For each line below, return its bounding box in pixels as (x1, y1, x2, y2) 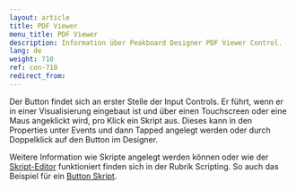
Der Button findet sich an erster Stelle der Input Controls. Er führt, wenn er (9, 96, 284, 107)
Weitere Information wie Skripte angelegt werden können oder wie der (9, 151, 269, 162)
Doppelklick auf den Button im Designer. (9, 134, 159, 144)
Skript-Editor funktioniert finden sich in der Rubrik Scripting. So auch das (9, 160, 280, 171)
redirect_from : (9, 72, 66, 81)
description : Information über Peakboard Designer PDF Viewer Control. (9, 38, 283, 47)
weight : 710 (9, 55, 54, 64)
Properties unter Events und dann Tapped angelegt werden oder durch (9, 125, 271, 135)
